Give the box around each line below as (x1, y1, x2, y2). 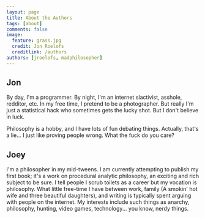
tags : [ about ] (6, 20, 43, 26)
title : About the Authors (6, 15, 72, 21)
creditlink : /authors (12, 49, 67, 55)
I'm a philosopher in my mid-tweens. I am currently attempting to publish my (6, 166, 199, 173)
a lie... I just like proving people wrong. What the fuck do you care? (6, 131, 174, 139)
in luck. (6, 113, 24, 120)
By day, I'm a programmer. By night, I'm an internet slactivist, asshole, (6, 93, 182, 101)
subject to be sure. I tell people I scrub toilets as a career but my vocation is (6, 179, 197, 186)
